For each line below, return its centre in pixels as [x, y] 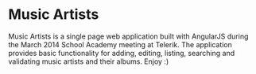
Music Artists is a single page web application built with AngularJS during [128, 36]
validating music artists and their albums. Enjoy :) [89, 61]
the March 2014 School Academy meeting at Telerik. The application [120, 44]
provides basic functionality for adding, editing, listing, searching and [122, 53]
